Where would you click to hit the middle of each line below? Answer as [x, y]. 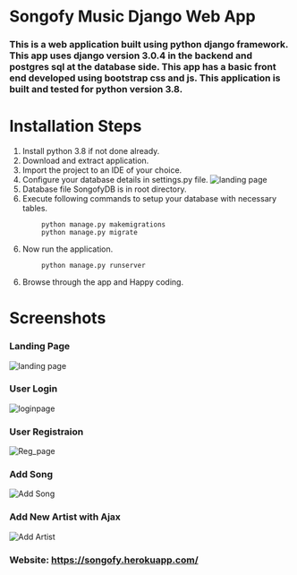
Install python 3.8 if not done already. [91, 151]
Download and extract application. [85, 161]
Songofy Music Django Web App [133, 17]
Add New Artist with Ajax [65, 517]
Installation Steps [76, 126]
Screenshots [58, 318]
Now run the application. [68, 249]
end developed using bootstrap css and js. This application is [145, 78]
